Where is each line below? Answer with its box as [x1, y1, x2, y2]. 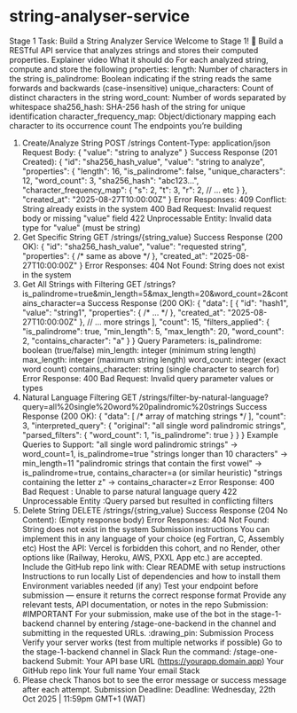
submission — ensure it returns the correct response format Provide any [21, 590, 286, 600]
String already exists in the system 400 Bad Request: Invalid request [21, 203, 272, 214]
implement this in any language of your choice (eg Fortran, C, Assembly [21, 533, 285, 544]
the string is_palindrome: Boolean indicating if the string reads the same [9, 73, 272, 83]
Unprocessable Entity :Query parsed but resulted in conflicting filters [21, 495, 274, 506]
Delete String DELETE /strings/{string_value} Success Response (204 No [21, 505, 288, 515]
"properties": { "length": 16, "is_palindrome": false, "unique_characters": [21, 166, 285, 176]
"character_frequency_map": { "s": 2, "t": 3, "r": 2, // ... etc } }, [21, 184, 248, 195]
